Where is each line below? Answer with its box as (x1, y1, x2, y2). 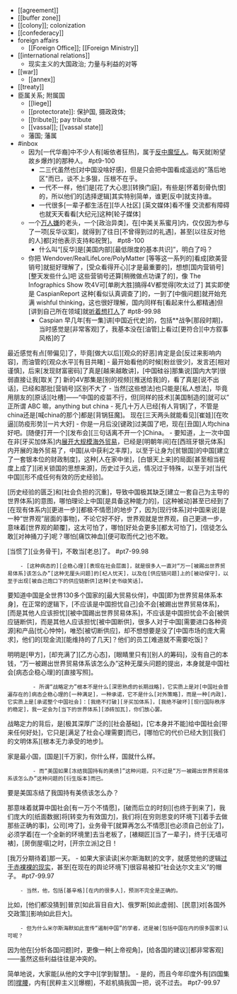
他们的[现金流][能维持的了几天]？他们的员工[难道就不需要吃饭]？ (22, 636, 209, 643)
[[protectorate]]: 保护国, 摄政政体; (28, 108, 126, 115)
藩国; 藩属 (28, 131, 57, 140)
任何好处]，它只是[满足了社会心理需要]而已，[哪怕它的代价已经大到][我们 (13, 728, 226, 736)
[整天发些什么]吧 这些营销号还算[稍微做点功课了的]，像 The (28, 272, 202, 280)
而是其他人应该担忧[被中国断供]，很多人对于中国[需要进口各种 (40, 618, 221, 626)
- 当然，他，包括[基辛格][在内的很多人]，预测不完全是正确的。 (20, 887, 182, 894)
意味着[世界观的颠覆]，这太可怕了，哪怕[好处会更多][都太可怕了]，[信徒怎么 (7, 524, 228, 531)
